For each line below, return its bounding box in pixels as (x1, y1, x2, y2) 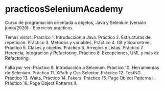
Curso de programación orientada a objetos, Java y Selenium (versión (5, 20, 146, 25)
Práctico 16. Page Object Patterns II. (5, 80, 77, 86)
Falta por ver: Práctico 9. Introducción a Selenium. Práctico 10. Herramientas (5, 65, 159, 70)
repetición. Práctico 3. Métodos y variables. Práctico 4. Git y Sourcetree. (5, 39, 151, 45)
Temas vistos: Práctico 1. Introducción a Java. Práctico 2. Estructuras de (5, 34, 151, 40)
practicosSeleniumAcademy (5, 3, 123, 15)
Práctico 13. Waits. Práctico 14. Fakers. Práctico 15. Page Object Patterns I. (5, 75, 155, 81)
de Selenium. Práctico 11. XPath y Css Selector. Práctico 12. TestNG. (5, 69, 142, 75)
